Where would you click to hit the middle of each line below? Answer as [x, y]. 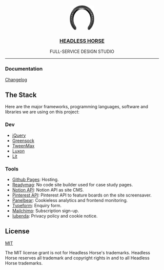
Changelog [16, 79]
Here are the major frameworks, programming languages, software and [77, 107]
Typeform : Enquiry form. [37, 206]
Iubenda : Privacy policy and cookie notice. [55, 216]
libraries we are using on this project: [42, 112]
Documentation [24, 69]
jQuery [19, 135]
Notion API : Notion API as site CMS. [48, 190]
